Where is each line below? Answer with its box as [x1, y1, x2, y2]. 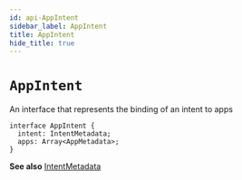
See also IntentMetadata [9, 161, 102, 172]
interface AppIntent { [9, 121, 95, 131]
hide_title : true [9, 38, 75, 48]
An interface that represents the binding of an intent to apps [9, 104, 234, 115]
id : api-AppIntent [9, 13, 79, 23]
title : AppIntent [9, 30, 75, 39]
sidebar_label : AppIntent [9, 22, 107, 31]
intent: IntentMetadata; [17, 129, 111, 138]
